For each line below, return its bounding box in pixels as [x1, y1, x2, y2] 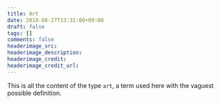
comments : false [7, 36, 54, 43]
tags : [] [7, 29, 33, 37]
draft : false [7, 23, 45, 30]
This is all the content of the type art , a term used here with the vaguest [7, 81, 214, 89]
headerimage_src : [7, 43, 58, 50]
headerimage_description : [7, 50, 82, 57]
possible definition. [7, 89, 62, 97]
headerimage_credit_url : [7, 62, 79, 69]
